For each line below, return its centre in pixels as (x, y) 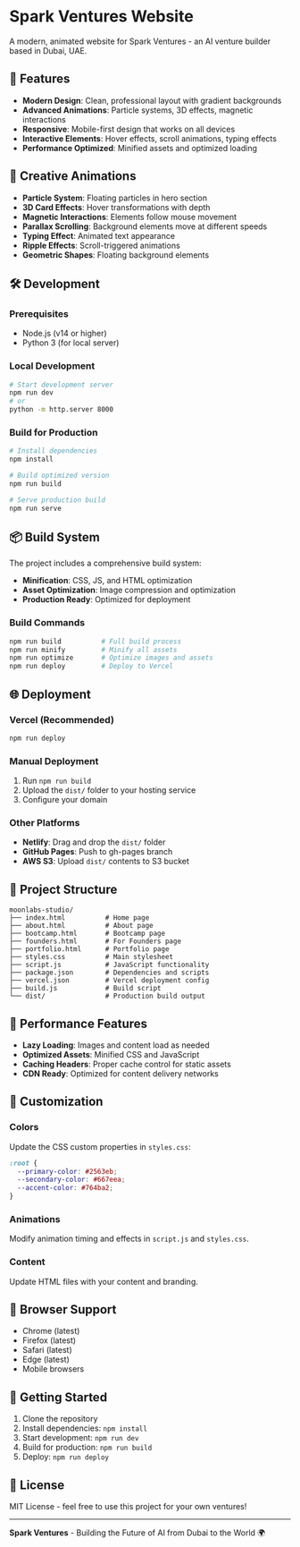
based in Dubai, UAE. (48, 50)
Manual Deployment (54, 761)
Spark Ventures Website (101, 17)
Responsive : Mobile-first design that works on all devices (129, 129)
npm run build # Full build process (95, 642)
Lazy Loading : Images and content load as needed (116, 1045)
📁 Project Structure (63, 889)
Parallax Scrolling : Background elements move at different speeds (145, 226)
